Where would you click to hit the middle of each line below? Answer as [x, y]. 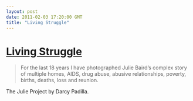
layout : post [22, 11]
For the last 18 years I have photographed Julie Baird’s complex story [104, 68]
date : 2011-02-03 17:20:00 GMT [44, 17]
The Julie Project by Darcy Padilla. [48, 92]
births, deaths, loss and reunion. [59, 80]
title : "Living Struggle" [38, 22]
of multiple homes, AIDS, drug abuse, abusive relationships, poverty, [103, 74]
